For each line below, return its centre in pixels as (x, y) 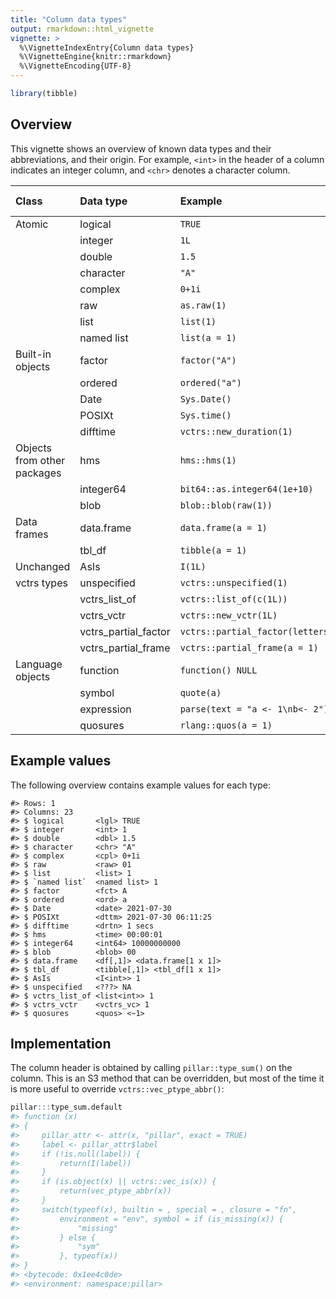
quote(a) (200, 692)
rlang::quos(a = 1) (226, 725)
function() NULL (218, 670)
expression (105, 709)
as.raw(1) (203, 305)
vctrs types (41, 583)
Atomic (32, 224)
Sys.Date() (205, 399)
